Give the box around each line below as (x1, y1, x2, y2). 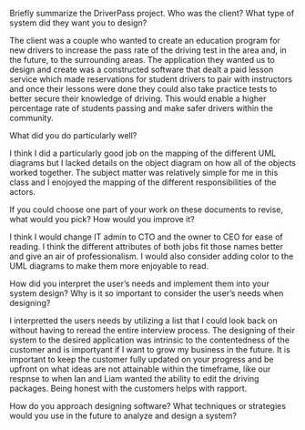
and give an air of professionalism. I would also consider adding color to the (9, 251, 294, 261)
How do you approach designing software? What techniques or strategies (9, 401, 287, 411)
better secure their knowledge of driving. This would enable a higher (9, 93, 267, 104)
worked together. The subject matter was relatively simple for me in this (9, 168, 279, 178)
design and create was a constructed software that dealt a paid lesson (9, 64, 274, 75)
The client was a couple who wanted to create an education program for (9, 36, 280, 46)
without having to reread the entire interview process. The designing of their (9, 325, 296, 335)
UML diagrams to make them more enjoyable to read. (9, 261, 209, 271)
